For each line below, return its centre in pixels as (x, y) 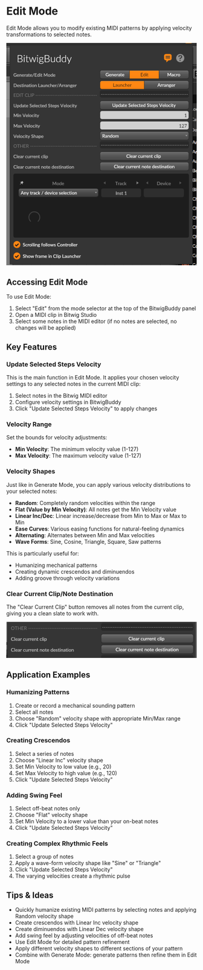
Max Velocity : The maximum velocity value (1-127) (78, 456)
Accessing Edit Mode (47, 282)
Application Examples (48, 675)
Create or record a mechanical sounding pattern (75, 705)
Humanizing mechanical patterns (56, 565)
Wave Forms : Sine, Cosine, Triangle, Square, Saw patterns (88, 541)
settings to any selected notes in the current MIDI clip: (73, 384)
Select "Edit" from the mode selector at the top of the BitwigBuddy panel (105, 308)
